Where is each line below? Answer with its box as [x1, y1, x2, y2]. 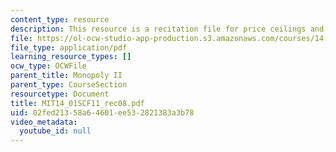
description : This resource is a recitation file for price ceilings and [10, 24, 325, 34]
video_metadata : [10, 117, 78, 127]
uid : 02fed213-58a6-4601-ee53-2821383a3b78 [10, 107, 195, 118]
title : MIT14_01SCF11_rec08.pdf [10, 98, 145, 108]
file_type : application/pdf [10, 42, 128, 53]
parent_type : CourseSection [10, 80, 128, 90]
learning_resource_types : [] [10, 52, 132, 62]
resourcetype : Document [10, 89, 110, 99]
